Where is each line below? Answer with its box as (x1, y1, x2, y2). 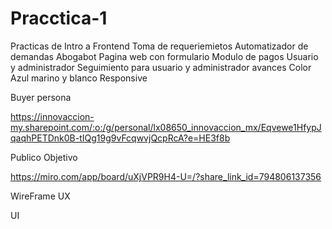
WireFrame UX (10, 190, 71, 202)
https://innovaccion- (10, 110, 95, 122)
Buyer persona (10, 91, 72, 103)
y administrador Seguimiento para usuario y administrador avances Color (10, 61, 312, 73)
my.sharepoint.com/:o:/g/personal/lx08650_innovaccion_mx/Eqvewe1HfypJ (10, 121, 322, 133)
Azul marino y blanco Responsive (10, 72, 148, 84)
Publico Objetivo (10, 151, 78, 163)
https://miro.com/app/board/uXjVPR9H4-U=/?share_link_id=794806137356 (10, 170, 322, 182)
